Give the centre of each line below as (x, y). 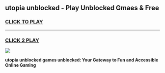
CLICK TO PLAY (24, 22)
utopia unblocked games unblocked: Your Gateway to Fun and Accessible (82, 60)
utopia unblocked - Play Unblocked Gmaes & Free (82, 8)
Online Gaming (21, 65)
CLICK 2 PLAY (22, 40)
